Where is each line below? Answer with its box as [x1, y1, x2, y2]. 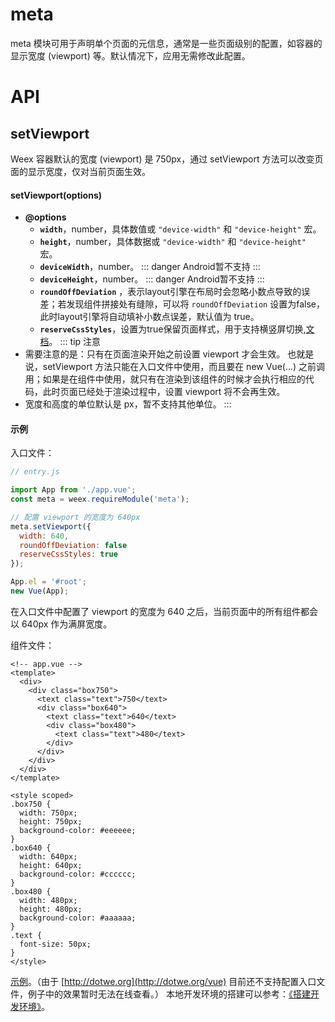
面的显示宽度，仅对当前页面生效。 [10, 165, 151, 177]
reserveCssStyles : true [19, 549, 118, 560]
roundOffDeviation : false [19, 540, 128, 550]
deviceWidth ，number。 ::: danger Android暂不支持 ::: [39, 261, 261, 273]
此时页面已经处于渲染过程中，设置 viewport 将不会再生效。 [42, 386, 286, 398]
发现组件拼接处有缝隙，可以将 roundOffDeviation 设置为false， [66, 298, 325, 310]
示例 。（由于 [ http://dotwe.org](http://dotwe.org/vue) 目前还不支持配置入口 [10, 975, 317, 987]
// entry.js [10, 467, 60, 477]
